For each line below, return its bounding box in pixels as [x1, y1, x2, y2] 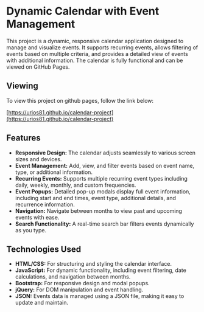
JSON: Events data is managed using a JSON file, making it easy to [15, 293, 185, 300]
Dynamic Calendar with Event [6, 4, 160, 18]
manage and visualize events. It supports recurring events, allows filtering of [6, 44, 199, 51]
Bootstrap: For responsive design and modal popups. [15, 280, 150, 287]
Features [6, 133, 41, 144]
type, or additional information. [15, 168, 93, 176]
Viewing [6, 81, 38, 91]
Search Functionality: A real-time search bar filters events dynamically [15, 220, 194, 227]
